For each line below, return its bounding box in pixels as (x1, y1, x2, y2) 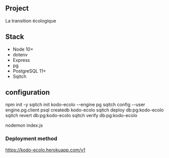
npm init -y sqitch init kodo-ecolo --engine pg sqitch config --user (5, 102, 145, 108)
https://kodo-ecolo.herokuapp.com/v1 (5, 147, 86, 153)
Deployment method (5, 135, 57, 142)
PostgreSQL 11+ (12, 67, 46, 74)
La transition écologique (5, 17, 56, 24)
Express (12, 57, 30, 63)
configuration (5, 88, 50, 97)
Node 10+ (12, 46, 34, 52)
